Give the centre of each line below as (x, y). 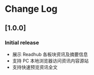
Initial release (22, 43)
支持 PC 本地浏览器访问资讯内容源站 (50, 61)
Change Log (31, 9)
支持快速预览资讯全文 (35, 67)
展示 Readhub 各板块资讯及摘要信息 (50, 54)
